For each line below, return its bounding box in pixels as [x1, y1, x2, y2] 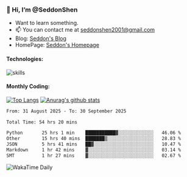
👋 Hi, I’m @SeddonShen [6, 5, 78, 14]
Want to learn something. [15, 19, 79, 27]
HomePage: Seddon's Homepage [15, 41, 99, 49]
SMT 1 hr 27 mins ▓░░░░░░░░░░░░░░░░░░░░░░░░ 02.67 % [6, 152, 182, 159]
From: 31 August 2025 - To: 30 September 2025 [6, 108, 127, 114]
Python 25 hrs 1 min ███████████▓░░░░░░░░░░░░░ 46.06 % [6, 130, 182, 136]
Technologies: [6, 55, 44, 63]
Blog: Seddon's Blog [15, 35, 67, 42]
